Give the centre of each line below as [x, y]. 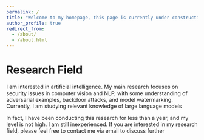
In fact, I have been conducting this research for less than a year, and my [97, 118]
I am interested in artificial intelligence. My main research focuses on [92, 87]
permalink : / [23, 12]
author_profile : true [34, 23]
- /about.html [29, 40]
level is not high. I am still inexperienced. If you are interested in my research [102, 124]
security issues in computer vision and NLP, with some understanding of [97, 93]
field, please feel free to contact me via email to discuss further [86, 130]
